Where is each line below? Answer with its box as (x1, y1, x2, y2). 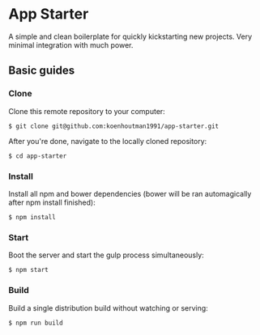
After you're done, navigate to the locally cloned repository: (8, 136, 207, 146)
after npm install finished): (8, 197, 96, 207)
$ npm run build (8, 319, 63, 327)
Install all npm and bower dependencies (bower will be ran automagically (8, 189, 252, 198)
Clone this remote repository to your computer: (8, 106, 166, 116)
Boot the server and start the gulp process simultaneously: (8, 250, 204, 260)
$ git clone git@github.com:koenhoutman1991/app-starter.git (8, 122, 220, 130)
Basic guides (8, 64, 75, 78)
